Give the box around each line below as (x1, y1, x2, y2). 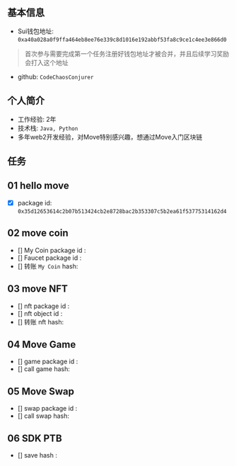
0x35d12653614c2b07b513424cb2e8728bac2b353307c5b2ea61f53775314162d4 (17, 208, 228, 215)
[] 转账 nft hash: (17, 317, 64, 326)
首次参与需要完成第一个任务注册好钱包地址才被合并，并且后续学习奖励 (24, 49, 230, 58)
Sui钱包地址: (17, 27, 54, 35)
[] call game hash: (17, 365, 71, 373)
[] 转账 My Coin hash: (17, 261, 78, 271)
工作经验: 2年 (17, 115, 57, 123)
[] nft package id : (17, 302, 70, 310)
